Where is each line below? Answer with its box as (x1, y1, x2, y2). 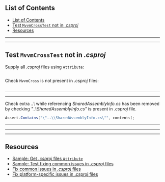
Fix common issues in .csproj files (12, 166, 81, 172)
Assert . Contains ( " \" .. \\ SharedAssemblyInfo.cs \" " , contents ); (5, 115, 135, 120)
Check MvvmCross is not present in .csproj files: (5, 78, 99, 83)
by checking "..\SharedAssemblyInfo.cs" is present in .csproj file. (5, 105, 137, 112)
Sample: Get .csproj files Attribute (12, 156, 83, 161)
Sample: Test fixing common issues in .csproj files (12, 161, 114, 167)
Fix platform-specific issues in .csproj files (12, 171, 98, 177)
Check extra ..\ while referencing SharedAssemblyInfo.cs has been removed (5, 101, 160, 106)
